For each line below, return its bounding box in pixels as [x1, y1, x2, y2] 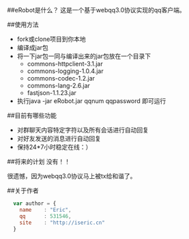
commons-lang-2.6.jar [27, 81, 91, 89]
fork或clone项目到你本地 [16, 35, 87, 43]
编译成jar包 [16, 44, 49, 51]
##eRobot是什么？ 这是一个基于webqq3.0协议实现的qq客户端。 [7, 6, 186, 14]
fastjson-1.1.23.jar [27, 89, 77, 97]
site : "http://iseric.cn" [19, 219, 106, 226]
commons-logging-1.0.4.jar [27, 67, 104, 75]
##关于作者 [7, 186, 39, 195]
